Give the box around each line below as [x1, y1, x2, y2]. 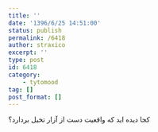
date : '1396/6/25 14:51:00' [8, 19, 102, 27]
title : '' [8, 11, 41, 20]
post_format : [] [8, 93, 62, 101]
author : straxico [8, 41, 66, 49]
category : [8, 71, 41, 79]
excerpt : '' [8, 49, 48, 56]
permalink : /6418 [8, 33, 66, 42]
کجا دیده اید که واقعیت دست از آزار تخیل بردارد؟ [8, 115, 151, 124]
